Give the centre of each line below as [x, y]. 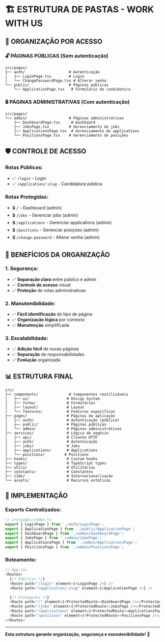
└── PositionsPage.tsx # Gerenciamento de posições [71, 136]
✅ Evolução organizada [36, 360]
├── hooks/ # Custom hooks [51, 459]
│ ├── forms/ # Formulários [50, 403]
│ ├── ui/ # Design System [52, 399]
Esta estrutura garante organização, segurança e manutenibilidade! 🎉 [78, 634]
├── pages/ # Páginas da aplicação [60, 416]
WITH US [24, 23]
